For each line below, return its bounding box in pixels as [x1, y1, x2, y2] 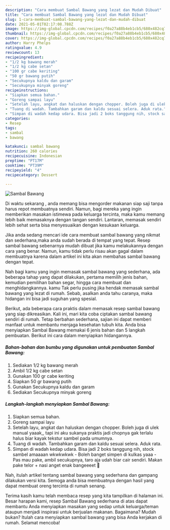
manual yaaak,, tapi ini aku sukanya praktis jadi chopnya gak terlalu [12, 430, 153, 436]
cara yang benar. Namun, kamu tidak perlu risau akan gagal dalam [5, 248, 143, 254]
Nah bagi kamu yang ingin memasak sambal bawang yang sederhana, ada [5, 269, 160, 275]
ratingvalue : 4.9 [5, 45, 42, 50]
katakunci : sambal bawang [5, 144, 60, 149]
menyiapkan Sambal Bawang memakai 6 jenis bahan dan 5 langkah [5, 327, 146, 333]
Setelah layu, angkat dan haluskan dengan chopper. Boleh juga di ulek [12, 424, 159, 430]
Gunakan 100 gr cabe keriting [12, 373, 74, 379]
